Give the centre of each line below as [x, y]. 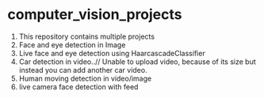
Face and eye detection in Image [72, 44]
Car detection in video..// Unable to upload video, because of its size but [137, 62]
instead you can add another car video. [83, 70]
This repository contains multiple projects [87, 36]
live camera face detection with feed [78, 87]
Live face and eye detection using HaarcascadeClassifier [112, 53]
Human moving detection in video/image [85, 78]
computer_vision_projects [95, 15]
